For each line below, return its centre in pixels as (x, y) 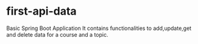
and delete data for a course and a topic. (57, 34)
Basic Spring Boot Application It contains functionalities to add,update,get (99, 28)
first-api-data (42, 11)
